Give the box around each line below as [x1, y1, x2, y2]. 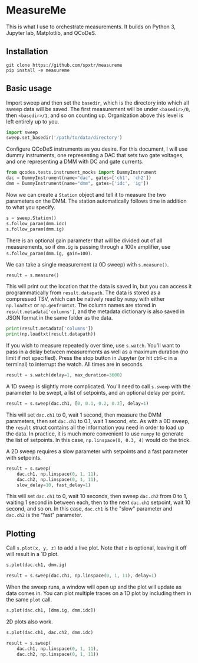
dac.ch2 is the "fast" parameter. [6, 512, 82, 519]
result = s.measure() [6, 272, 60, 278]
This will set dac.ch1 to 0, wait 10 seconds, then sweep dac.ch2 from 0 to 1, [6, 493, 187, 500]
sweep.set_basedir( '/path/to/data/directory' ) [6, 135, 123, 141]
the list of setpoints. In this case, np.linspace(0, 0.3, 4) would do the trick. [6, 436, 191, 443]
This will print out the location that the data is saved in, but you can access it [6, 283, 192, 290]
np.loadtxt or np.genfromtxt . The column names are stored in [6, 302, 156, 309]
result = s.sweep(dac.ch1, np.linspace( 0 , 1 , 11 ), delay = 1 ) [6, 573, 157, 579]
